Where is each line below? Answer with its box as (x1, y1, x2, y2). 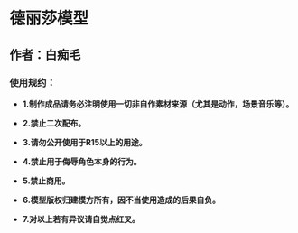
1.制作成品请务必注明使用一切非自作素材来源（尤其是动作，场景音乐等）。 (22, 98, 294, 109)
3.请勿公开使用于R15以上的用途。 (22, 136, 147, 147)
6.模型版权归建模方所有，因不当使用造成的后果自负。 (22, 194, 221, 205)
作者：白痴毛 (9, 47, 81, 62)
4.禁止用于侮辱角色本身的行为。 (22, 155, 142, 167)
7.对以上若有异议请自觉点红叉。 (22, 213, 140, 224)
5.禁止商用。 (22, 175, 70, 186)
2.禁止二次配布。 (22, 117, 87, 128)
